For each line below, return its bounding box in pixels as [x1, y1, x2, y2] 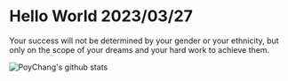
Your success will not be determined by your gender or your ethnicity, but [9, 35, 279, 46]
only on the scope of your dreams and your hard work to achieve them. [9, 44, 270, 55]
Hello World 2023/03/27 [9, 6, 193, 26]
